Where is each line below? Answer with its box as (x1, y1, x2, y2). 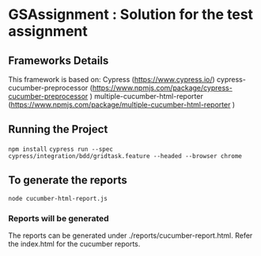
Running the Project (8, 122, 108, 136)
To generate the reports (8, 174, 128, 187)
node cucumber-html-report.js (8, 194, 108, 202)
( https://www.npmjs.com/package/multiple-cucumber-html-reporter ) (8, 100, 236, 109)
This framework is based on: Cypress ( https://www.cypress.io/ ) (8, 75, 215, 84)
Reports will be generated (8, 213, 109, 224)
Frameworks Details (8, 54, 109, 67)
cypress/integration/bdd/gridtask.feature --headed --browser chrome (8, 152, 243, 160)
